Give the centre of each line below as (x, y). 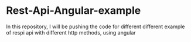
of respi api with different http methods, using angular (71, 32)
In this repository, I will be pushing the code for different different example (95, 26)
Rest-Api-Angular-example (74, 11)
